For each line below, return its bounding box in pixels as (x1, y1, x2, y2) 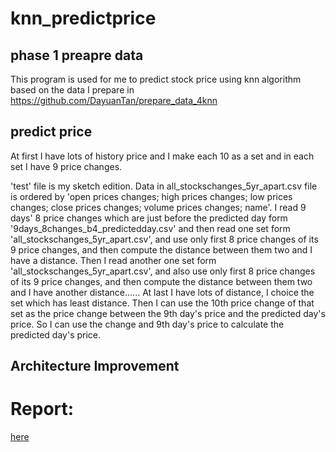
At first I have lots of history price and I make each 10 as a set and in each (10, 150, 315, 162)
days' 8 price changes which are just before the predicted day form (10, 212, 288, 224)
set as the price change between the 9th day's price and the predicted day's (10, 307, 326, 319)
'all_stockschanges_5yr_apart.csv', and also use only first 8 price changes (10, 265, 316, 277)
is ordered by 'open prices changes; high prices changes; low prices (10, 190, 293, 202)
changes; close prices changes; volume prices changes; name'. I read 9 (10, 201, 307, 213)
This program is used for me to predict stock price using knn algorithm (10, 73, 302, 85)
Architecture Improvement (10, 358, 180, 375)
